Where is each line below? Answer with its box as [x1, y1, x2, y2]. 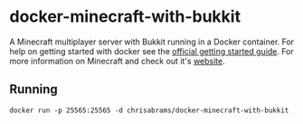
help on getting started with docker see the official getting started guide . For [9, 45, 294, 56]
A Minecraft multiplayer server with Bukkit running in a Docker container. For [9, 36, 295, 47]
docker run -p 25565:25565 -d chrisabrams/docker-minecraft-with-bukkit [9, 106, 289, 115]
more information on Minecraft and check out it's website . [9, 55, 225, 66]
